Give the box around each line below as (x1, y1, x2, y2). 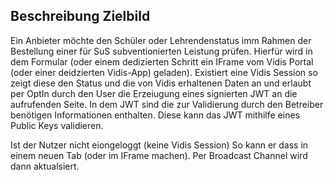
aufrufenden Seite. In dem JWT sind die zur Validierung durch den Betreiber (10, 98, 324, 110)
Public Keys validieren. (10, 119, 104, 131)
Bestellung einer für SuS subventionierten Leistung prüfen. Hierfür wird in (10, 45, 313, 57)
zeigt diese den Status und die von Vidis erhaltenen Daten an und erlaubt (10, 77, 312, 89)
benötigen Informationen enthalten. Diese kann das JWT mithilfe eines (10, 109, 300, 121)
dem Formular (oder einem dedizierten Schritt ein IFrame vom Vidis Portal (10, 55, 314, 68)
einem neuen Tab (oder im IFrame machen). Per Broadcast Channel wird (10, 149, 308, 161)
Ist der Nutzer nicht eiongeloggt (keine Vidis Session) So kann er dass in (10, 139, 309, 151)
